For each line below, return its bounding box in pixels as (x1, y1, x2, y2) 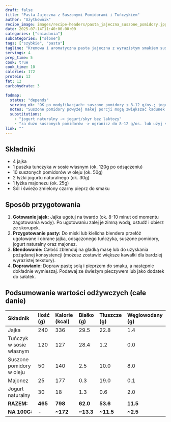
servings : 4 (5, 50, 31, 55)
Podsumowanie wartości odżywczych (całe (5, 288, 147, 297)
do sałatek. (12, 274, 36, 280)
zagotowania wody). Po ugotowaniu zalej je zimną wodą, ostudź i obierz (12, 219, 164, 225)
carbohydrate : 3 (5, 83, 40, 88)
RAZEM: (8, 400, 28, 407)
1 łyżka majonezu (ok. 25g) (12, 180, 69, 186)
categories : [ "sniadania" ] (5, 31, 63, 36)
